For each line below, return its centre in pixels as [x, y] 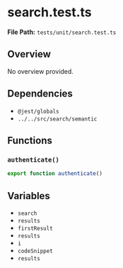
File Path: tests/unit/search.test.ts [62, 32]
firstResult [35, 228]
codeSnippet [35, 251]
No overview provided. [41, 71]
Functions [30, 140]
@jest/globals [38, 111]
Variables [29, 196]
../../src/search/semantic [57, 119]
